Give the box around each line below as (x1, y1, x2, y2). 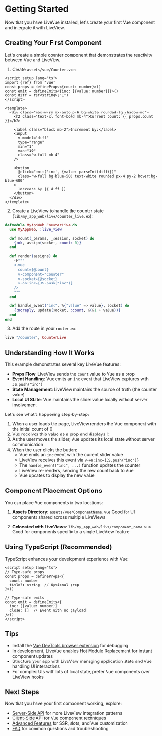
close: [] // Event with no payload (9, 608, 86, 613)
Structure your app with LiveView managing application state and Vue (12, 658, 152, 664)
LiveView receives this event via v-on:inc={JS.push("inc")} (19, 457, 140, 463)
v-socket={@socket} (18, 276, 57, 281)
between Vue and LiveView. (5, 57, 61, 63)
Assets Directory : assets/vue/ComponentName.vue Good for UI (12, 509, 135, 515)
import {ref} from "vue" (5, 80, 55, 85)
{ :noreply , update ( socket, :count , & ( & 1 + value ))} (14, 308, 121, 313)
